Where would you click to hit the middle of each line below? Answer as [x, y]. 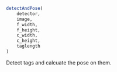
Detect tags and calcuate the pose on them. [59, 62]
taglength [29, 46]
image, [25, 19]
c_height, [29, 41]
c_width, [27, 35]
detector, [29, 14]
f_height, [29, 30]
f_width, [27, 24]
